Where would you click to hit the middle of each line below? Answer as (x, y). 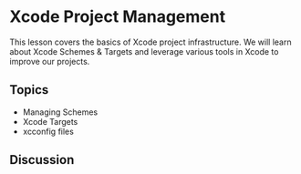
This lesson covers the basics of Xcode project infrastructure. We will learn (150, 42)
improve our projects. (50, 61)
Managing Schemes (60, 112)
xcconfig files (48, 131)
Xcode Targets (50, 121)
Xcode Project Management (118, 17)
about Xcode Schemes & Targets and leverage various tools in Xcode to (144, 51)
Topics (29, 90)
